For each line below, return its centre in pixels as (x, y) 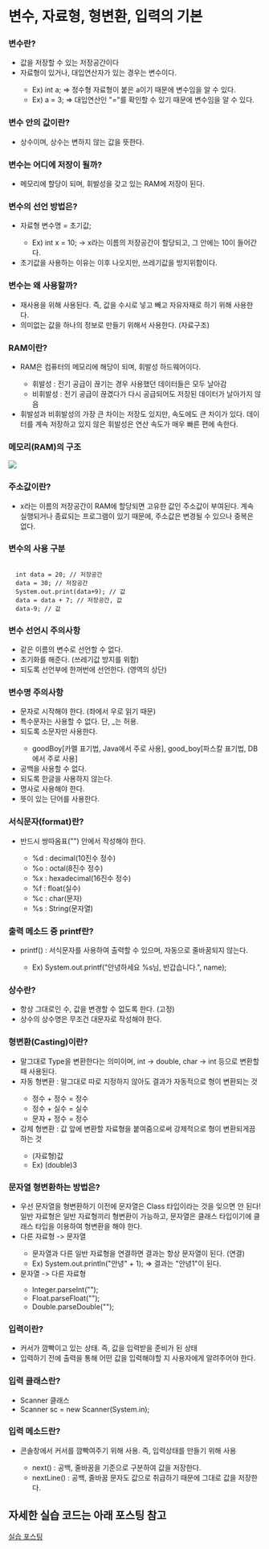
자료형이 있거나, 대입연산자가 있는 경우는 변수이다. (98, 72)
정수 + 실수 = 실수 (60, 1108)
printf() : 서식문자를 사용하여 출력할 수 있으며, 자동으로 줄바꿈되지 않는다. (134, 950)
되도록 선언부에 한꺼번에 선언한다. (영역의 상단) (93, 669)
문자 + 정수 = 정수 (60, 1118)
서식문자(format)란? (46, 822)
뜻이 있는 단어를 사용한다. (60, 799)
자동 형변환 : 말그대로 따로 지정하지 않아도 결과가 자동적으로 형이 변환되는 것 (139, 1081)
